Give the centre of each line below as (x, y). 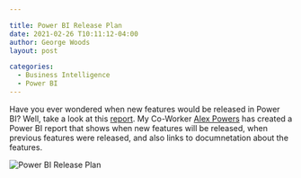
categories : (31, 67)
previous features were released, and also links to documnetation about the (149, 138)
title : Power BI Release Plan (66, 25)
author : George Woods (50, 42)
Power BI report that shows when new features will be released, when (138, 128)
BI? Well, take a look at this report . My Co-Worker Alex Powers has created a (151, 119)
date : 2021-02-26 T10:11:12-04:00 (74, 34)
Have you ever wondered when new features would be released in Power (145, 109)
